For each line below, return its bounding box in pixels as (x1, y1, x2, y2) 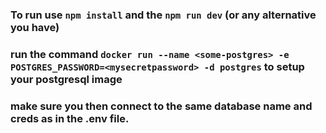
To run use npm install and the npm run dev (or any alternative (10, 8, 317, 22)
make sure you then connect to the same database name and (10, 99, 313, 113)
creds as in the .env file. (10, 111, 130, 125)
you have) (10, 20, 60, 34)
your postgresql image (10, 72, 123, 86)
